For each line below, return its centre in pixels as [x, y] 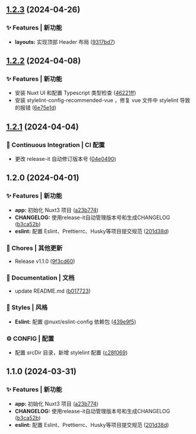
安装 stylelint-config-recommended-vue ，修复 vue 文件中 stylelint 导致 [102, 100]
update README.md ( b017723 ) [53, 291]
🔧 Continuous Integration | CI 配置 [56, 145]
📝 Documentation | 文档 [40, 277]
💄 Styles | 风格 [27, 308]
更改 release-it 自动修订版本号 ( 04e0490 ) [65, 159]
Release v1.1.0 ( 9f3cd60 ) [45, 261]
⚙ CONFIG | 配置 [30, 338]
